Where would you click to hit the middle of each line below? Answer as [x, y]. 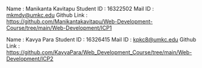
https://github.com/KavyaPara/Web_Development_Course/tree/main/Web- [99, 52]
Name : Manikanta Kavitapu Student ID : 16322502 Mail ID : [80, 9]
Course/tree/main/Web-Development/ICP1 [59, 28]
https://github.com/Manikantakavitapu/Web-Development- [79, 21]
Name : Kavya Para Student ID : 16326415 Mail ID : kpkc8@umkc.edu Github [101, 39]
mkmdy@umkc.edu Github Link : [47, 15]
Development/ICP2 [30, 59]
